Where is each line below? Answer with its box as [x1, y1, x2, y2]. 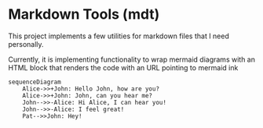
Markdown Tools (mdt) [8, 5, 160, 23]
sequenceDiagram [8, 78, 61, 86]
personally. [8, 39, 45, 48]
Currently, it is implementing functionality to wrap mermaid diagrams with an [8, 55, 255, 64]
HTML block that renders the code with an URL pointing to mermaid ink [8, 62, 239, 72]
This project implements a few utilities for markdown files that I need [8, 31, 230, 41]
